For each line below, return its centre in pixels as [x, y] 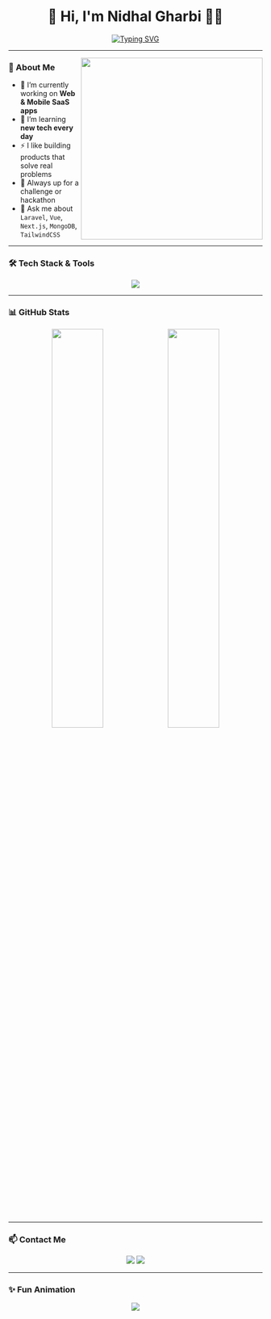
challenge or [41, 191]
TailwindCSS [40, 235]
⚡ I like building [45, 145]
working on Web [48, 94]
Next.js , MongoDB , [49, 226]
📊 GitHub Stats [39, 313]
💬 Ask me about [46, 208]
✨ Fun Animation [42, 1290]
